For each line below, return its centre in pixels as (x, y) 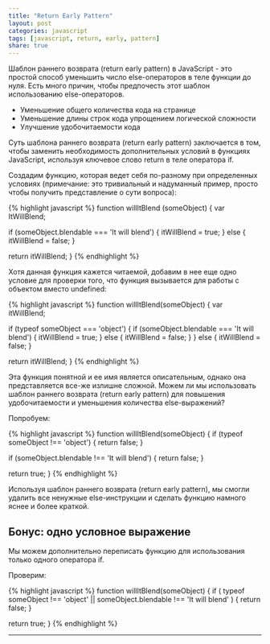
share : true (28, 46)
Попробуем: (29, 419)
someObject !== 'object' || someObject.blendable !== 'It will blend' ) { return (135, 599)
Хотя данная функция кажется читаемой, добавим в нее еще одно (123, 272)
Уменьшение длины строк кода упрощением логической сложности (138, 118)
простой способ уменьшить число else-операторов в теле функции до (130, 77)
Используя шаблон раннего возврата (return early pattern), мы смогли (129, 489)
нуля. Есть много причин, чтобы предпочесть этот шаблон (109, 86)
